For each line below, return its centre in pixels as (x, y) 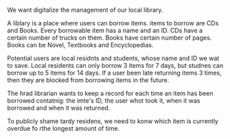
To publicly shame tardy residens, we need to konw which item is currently (113, 121)
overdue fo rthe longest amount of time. (64, 128)
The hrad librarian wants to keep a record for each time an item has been (110, 93)
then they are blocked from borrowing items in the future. (88, 80)
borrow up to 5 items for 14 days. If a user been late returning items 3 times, (114, 73)
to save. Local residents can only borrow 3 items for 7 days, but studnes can (115, 65)
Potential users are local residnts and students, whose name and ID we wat (113, 58)
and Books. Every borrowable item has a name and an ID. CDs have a (105, 30)
